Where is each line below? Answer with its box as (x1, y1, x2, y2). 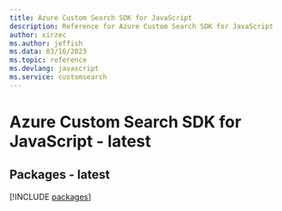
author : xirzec (9, 30, 67, 39)
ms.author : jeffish (9, 38, 83, 48)
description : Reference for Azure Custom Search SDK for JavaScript (9, 22, 274, 31)
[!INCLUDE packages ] (9, 191, 92, 202)
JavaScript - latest (9, 131, 151, 151)
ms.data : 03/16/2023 (9, 47, 88, 56)
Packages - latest (9, 167, 111, 183)
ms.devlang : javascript (9, 65, 100, 74)
